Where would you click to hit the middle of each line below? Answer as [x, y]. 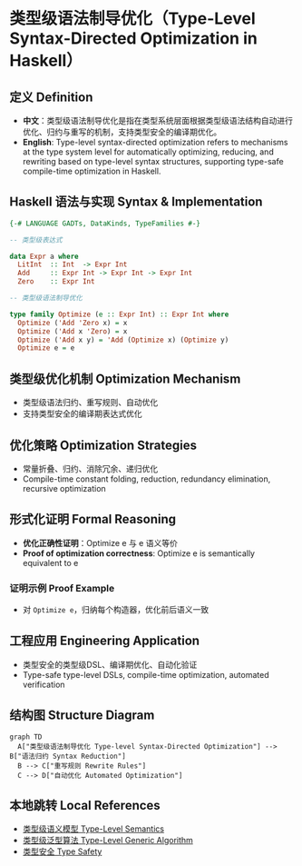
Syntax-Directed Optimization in [134, 39]
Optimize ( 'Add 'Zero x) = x [73, 323]
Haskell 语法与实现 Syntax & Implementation [136, 202]
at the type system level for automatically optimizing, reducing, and [148, 152]
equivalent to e [50, 562]
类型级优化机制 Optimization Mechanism [125, 378]
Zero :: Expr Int [56, 282]
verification [44, 684]
